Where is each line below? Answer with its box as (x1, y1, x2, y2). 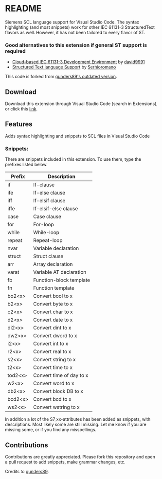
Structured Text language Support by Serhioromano (12, 64, 116, 70)
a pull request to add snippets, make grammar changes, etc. (5, 459, 126, 465)
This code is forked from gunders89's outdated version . (5, 74, 117, 80)
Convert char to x (33, 308, 73, 315)
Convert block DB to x (33, 388, 84, 395)
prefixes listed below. (5, 162, 48, 168)
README (5, 3, 42, 14)
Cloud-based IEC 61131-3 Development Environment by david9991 (12, 59, 145, 65)
